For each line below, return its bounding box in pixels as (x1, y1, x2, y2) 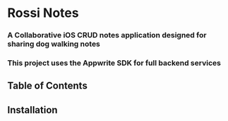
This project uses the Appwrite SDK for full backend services (7, 58, 221, 68)
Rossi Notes (7, 5, 79, 21)
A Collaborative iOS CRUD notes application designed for (7, 30, 207, 40)
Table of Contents (7, 80, 88, 92)
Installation (7, 104, 58, 116)
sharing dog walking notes (7, 39, 101, 49)
